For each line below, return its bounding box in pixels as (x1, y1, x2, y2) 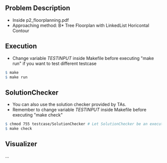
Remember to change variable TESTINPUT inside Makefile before (12, 107, 147, 113)
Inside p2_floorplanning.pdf (12, 17, 69, 23)
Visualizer (5, 140, 37, 148)
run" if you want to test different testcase (12, 60, 97, 66)
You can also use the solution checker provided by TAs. (12, 102, 127, 108)
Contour (12, 27, 30, 34)
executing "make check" (12, 112, 63, 118)
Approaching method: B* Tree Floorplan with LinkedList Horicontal (12, 22, 150, 28)
